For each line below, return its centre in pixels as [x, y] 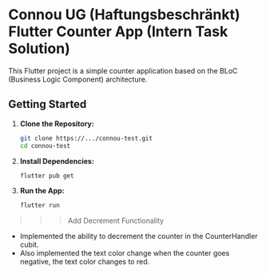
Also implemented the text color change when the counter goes [125, 253]
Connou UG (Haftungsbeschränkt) [125, 15]
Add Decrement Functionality [116, 220]
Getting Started [48, 104]
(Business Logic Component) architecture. [78, 79]
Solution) [39, 49]
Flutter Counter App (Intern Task [118, 32]
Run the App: [42, 191]
